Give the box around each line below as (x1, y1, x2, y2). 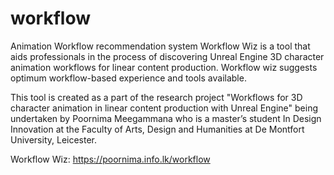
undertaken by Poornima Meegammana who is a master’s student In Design (10, 112, 322, 124)
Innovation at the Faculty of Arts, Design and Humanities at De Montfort (10, 123, 305, 135)
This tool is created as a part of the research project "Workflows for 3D (10, 91, 303, 103)
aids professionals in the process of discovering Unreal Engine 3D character (10, 50, 325, 62)
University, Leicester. (10, 133, 98, 146)
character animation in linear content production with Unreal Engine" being (10, 102, 319, 114)
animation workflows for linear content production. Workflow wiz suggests (10, 61, 318, 73)
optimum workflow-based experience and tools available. (10, 72, 247, 84)
